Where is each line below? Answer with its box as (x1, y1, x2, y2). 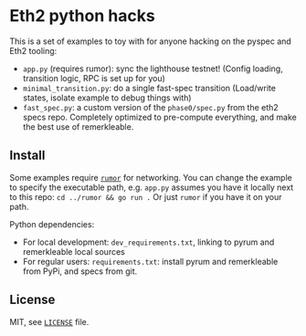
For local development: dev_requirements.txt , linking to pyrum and (22, 236, 275, 247)
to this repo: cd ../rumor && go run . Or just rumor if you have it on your (9, 191, 282, 202)
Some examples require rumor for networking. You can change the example (9, 172, 292, 183)
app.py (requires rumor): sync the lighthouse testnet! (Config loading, (22, 63, 283, 74)
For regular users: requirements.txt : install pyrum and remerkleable (22, 256, 279, 267)
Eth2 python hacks (9, 5, 155, 26)
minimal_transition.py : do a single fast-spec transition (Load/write (22, 82, 277, 93)
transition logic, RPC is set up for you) (22, 72, 166, 83)
